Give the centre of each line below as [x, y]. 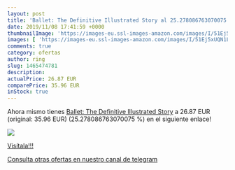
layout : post [26, 14]
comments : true [29, 46]
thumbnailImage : [31, 33]
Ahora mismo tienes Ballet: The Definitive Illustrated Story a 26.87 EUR [109, 112]
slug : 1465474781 [33, 66]
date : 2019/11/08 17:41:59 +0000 [56, 27]
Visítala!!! [20, 146]
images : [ [22, 40]
